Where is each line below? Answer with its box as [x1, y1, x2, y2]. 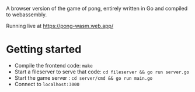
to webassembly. [6, 11, 47, 18]
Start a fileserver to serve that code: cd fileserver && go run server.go [14, 68, 190, 75]
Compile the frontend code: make [14, 62, 93, 69]
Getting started [6, 43, 82, 56]
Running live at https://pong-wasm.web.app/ [6, 23, 114, 29]
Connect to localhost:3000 [14, 80, 80, 87]
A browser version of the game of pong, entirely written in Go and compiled [6, 5, 188, 12]
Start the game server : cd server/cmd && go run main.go [14, 74, 153, 81]
